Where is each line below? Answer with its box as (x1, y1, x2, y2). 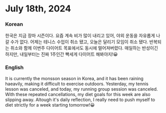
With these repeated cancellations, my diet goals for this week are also (5, 91, 151, 97)
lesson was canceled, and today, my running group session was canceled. (5, 86, 158, 92)
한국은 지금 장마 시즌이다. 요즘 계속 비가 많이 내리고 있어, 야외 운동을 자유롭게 (5, 33, 156, 39)
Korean (5, 21, 23, 28)
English (5, 64, 24, 71)
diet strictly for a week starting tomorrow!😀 (5, 102, 95, 108)
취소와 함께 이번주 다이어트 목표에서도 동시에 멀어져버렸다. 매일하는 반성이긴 (10, 45, 159, 51)
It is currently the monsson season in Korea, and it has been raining (5, 75, 144, 81)
